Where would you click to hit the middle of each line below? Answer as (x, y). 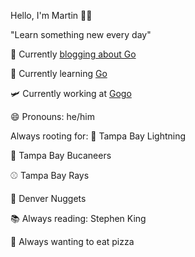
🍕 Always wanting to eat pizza (72, 241)
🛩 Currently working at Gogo (71, 93)
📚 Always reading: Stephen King (78, 218)
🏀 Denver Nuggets (48, 198)
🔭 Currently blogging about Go (73, 54)
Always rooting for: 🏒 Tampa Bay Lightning (98, 136)
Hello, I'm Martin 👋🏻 (51, 15)
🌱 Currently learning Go (59, 73)
